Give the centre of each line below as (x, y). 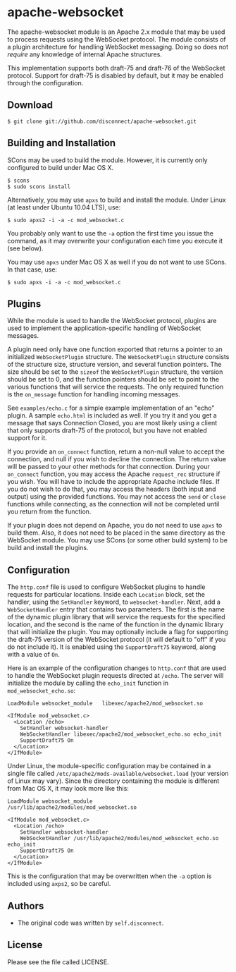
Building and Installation (62, 143)
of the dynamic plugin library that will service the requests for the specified (116, 617)
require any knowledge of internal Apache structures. (85, 54)
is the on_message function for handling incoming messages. (94, 394)
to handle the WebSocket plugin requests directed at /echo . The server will (116, 676)
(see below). (25, 248)
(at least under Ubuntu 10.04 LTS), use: (64, 207)
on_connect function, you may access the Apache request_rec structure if (114, 474)
